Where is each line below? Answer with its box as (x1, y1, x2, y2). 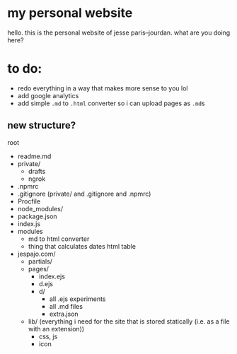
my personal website (7, 5, 133, 21)
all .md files (49, 302, 83, 310)
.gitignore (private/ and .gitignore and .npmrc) (17, 189, 151, 198)
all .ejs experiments (49, 295, 106, 303)
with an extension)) (28, 324, 85, 333)
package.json (17, 212, 58, 220)
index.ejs (38, 272, 66, 281)
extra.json (49, 309, 79, 318)
